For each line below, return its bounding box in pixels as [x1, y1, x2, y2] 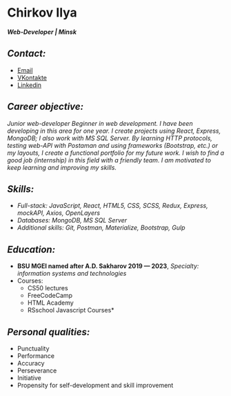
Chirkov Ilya [7, 5, 77, 21]
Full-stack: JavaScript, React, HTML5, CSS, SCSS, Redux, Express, [17, 202, 208, 210]
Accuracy [17, 359, 45, 367]
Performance [17, 352, 55, 360]
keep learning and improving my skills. [7, 163, 117, 171]
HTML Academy [27, 299, 74, 307]
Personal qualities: [7, 326, 90, 338]
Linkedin [17, 81, 42, 89]
